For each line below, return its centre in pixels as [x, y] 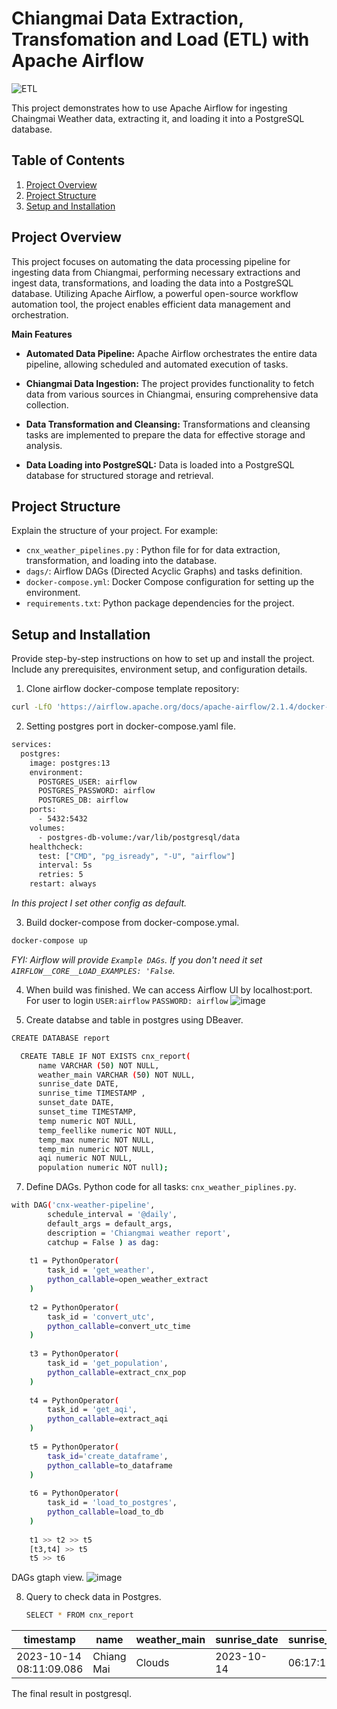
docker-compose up [49, 941]
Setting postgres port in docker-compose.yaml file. [131, 726]
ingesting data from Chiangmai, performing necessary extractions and [156, 272]
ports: [43, 810]
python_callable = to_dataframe [110, 1465]
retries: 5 [60, 875]
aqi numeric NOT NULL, [85, 1158]
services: [32, 745]
